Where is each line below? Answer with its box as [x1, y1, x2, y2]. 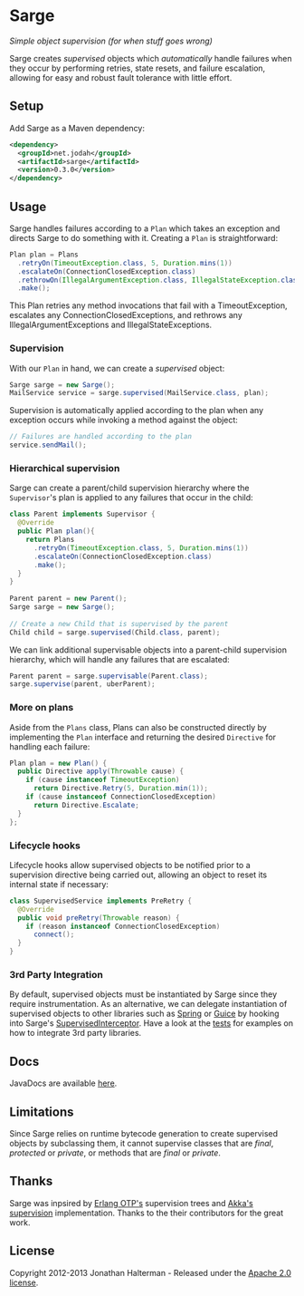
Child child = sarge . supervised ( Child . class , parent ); [9, 627, 221, 637]
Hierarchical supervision [9, 462, 120, 475]
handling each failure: [9, 740, 90, 752]
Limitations [9, 1104, 74, 1119]
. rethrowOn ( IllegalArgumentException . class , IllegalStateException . [17, 276, 281, 285]
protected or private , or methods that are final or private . [9, 1147, 222, 1158]
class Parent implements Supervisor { [9, 509, 156, 519]
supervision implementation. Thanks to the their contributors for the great [9, 1207, 283, 1218]
